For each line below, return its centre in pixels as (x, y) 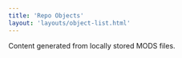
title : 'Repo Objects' (46, 15)
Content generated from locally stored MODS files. (92, 45)
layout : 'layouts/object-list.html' (69, 23)
